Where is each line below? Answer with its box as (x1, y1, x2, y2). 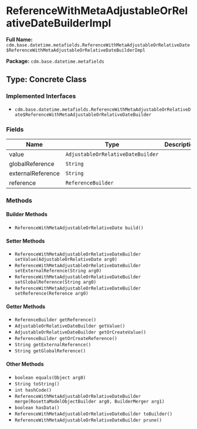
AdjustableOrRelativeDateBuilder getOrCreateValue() (14, 329, 147, 335)
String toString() (14, 381, 60, 387)
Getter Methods (6, 303, 46, 310)
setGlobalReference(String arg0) (14, 280, 97, 285)
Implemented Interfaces (6, 92, 76, 100)
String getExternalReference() (14, 342, 91, 348)
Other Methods (6, 360, 44, 367)
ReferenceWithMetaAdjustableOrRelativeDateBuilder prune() (14, 417, 162, 423)
